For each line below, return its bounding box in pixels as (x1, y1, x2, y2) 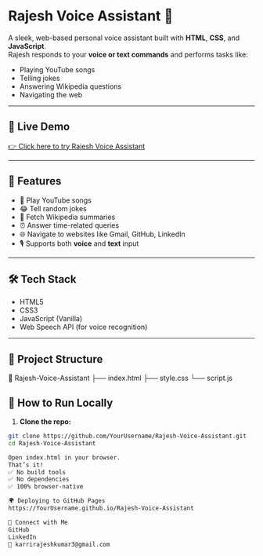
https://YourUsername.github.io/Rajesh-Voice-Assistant (8, 504, 194, 512)
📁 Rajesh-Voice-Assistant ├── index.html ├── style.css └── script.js (8, 373, 233, 383)
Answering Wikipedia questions (19, 82, 122, 91)
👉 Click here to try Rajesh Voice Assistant (8, 141, 146, 151)
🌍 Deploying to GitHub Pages (8, 497, 106, 505)
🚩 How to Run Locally (8, 396, 113, 409)
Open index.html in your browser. (8, 453, 121, 462)
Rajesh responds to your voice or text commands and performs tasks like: (8, 49, 248, 59)
